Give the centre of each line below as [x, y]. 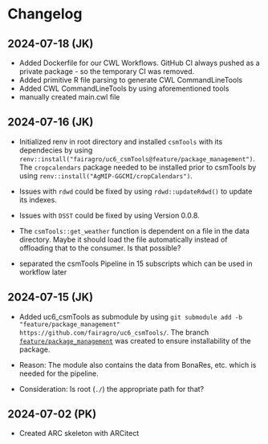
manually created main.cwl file [69, 97]
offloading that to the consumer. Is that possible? [100, 248]
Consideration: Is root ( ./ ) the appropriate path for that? [112, 389]
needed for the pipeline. [59, 373]
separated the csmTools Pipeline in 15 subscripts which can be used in [136, 263]
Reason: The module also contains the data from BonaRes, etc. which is [138, 365]
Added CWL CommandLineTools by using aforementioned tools [124, 88]
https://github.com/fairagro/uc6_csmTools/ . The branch [114, 332]
